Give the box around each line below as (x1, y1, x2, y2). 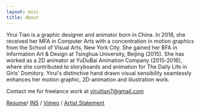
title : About (6, 14, 39, 20)
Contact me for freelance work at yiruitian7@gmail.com (6, 87, 144, 95)
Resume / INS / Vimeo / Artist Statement (6, 99, 105, 106)
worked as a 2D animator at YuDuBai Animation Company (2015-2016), (6, 57, 182, 64)
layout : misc (6, 8, 39, 15)
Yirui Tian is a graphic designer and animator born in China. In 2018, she (6, 31, 185, 38)
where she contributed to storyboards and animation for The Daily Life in (6, 63, 187, 70)
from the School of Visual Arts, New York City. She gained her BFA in (6, 43, 178, 51)
